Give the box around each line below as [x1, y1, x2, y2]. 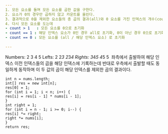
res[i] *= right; [5, 111, 41, 116]
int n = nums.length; [5, 76, 50, 81]
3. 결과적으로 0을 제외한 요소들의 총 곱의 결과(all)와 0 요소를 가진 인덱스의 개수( [5, 16, 157, 21]
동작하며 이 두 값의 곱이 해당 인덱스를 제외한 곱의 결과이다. [18, 66, 132, 72]
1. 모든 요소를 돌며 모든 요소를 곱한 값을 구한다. [5, 7, 95, 12]
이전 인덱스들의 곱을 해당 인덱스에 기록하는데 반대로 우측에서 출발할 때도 [14, 60, 155, 66]
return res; [5, 124, 30, 130]
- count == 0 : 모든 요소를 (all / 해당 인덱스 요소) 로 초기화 [5, 35, 125, 40]
